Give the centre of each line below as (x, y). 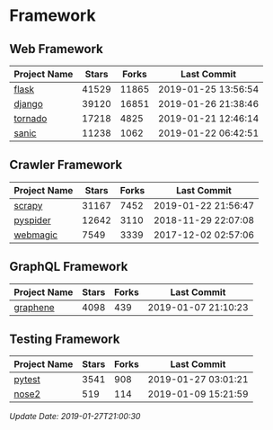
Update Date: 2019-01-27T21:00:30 (75, 417)
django (28, 104)
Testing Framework (65, 340)
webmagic (36, 235)
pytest (27, 380)
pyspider (32, 219)
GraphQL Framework (69, 267)
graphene (35, 307)
